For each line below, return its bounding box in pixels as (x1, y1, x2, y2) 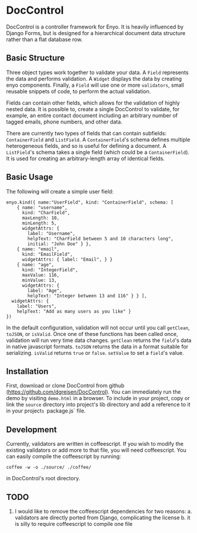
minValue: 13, (21, 277, 58, 283)
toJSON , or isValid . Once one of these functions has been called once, (6, 330, 179, 337)
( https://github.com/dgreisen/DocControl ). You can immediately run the (6, 388, 181, 395)
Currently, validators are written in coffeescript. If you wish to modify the (6, 440, 184, 448)
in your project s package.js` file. (6, 407, 86, 414)
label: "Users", (17, 303, 58, 309)
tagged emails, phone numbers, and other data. (6, 118, 123, 125)
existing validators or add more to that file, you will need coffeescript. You (6, 446, 187, 454)
